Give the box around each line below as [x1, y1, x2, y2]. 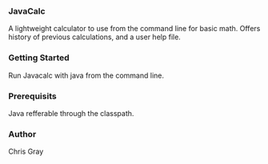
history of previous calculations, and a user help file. [8, 32, 182, 42]
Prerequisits [8, 90, 58, 102]
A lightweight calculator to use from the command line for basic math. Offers [8, 24, 261, 34]
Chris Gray [8, 146, 44, 157]
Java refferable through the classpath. [8, 108, 134, 118]
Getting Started [8, 52, 70, 63]
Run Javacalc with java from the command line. [8, 70, 165, 80]
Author [8, 128, 37, 139]
